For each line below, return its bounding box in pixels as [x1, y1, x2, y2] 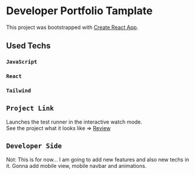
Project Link [6, 104, 54, 113]
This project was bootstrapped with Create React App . [6, 24, 139, 31]
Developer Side [6, 142, 62, 150]
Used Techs [6, 41, 51, 51]
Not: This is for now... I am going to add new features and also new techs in [6, 155, 190, 163]
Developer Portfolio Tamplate [6, 4, 153, 18]
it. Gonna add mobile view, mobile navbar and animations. [6, 162, 147, 169]
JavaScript [6, 59, 37, 66]
